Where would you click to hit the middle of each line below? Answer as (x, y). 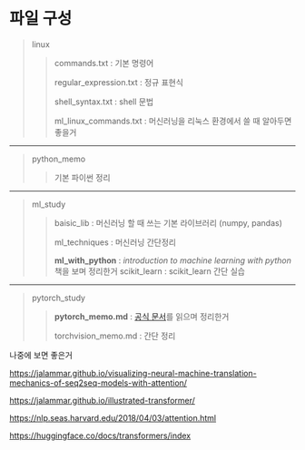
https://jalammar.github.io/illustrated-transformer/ (102, 400)
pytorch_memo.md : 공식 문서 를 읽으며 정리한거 (142, 316)
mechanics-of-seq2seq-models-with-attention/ (98, 383)
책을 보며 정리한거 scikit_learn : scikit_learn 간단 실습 (149, 271)
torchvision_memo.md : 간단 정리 (115, 336)
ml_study (49, 204)
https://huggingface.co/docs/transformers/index (100, 435)
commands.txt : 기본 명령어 (104, 63)
